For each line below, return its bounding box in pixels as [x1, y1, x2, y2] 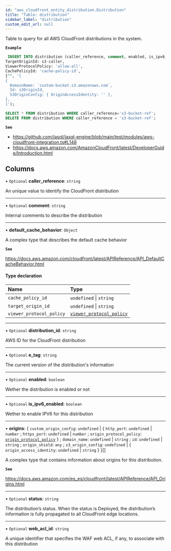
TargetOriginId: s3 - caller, [5, 59, 65, 64]
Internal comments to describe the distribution [5, 212, 103, 219]
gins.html [5, 481, 25, 487]
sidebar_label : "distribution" [5, 17, 72, 22]
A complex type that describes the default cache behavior [5, 237, 127, 243]
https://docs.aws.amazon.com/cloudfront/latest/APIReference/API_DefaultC [5, 255, 164, 262]
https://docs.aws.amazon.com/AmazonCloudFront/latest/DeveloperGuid [12, 144, 164, 151]
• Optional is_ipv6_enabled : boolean [5, 400, 82, 407]
